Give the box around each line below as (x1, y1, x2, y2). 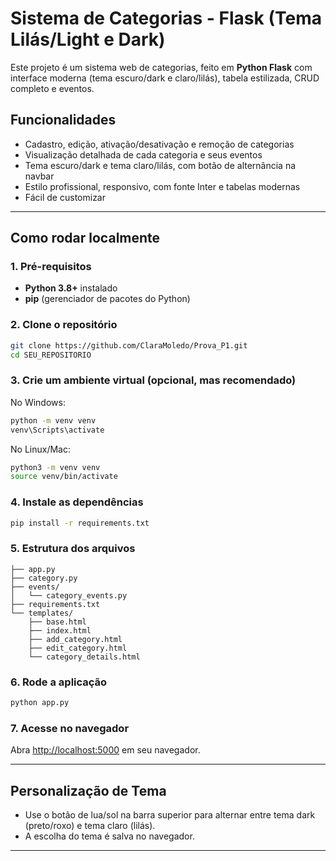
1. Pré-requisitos (10, 260, 92, 274)
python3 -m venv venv (10, 462, 101, 472)
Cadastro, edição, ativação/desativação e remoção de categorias (24, 138, 295, 150)
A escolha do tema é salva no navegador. (24, 830, 195, 842)
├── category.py (10, 573, 78, 583)
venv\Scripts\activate (10, 425, 105, 435)
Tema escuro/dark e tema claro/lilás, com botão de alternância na (24, 159, 297, 171)
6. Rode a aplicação (10, 675, 108, 689)
